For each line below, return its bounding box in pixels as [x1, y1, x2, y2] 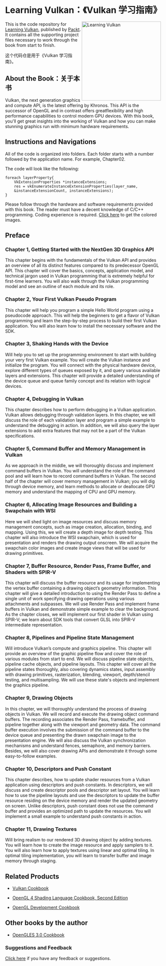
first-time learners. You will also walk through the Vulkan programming [5, 278, 149, 284]
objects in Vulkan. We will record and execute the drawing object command [5, 711, 159, 717]
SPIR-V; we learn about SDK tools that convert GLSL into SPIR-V [5, 617, 136, 623]
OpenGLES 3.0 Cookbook [12, 932, 65, 938]
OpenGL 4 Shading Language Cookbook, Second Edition [12, 895, 128, 901]
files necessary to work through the [5, 37, 78, 42]
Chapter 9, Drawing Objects [5, 695, 73, 702]
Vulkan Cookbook [12, 885, 49, 891]
